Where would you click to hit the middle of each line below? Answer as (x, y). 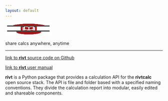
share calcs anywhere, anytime (37, 43)
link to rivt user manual (29, 67)
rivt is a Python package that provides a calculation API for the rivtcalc (78, 77)
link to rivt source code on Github (40, 57)
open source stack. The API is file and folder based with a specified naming (83, 82)
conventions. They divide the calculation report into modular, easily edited (81, 87)
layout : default (22, 10)
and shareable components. (34, 93)
